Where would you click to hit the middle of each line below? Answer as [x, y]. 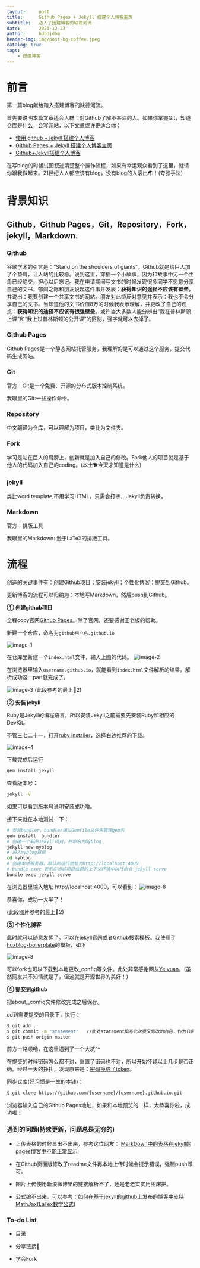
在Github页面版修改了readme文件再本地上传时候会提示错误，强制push [101, 1164]
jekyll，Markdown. [42, 236]
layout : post [28, 12]
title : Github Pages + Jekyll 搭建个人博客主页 [70, 17]
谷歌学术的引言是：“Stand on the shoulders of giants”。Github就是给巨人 [96, 267]
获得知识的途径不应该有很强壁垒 [56, 312]
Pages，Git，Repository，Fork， [129, 225]
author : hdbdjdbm [34, 34]
